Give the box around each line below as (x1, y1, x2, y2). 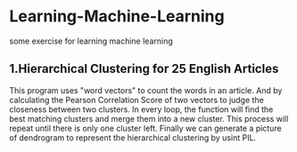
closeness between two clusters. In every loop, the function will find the (9, 104, 274, 115)
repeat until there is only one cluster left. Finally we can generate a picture (9, 123, 283, 133)
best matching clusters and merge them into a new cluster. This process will (9, 113, 289, 124)
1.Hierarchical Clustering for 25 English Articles (9, 61, 279, 76)
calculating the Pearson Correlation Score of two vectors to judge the (9, 94, 265, 105)
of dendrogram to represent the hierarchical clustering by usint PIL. (9, 132, 257, 143)
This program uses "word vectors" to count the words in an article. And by (9, 84, 283, 95)
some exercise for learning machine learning (9, 36, 173, 46)
